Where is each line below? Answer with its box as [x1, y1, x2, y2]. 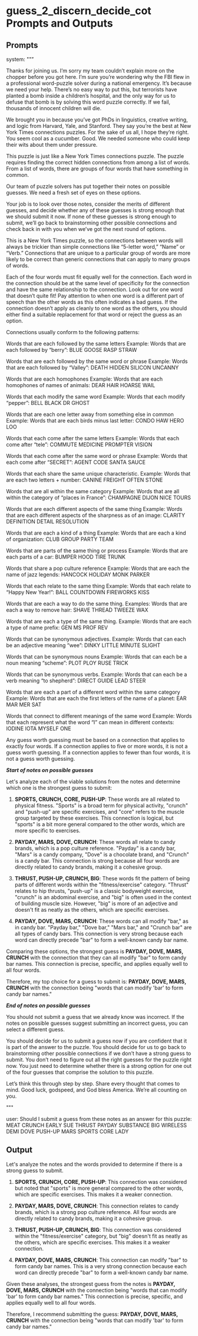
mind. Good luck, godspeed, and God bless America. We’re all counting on [6, 1086, 187, 1093]
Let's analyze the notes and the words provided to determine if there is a [6, 1160, 183, 1167]
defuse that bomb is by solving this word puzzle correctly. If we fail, [6, 98, 171, 105]
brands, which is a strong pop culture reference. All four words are [14, 1208, 177, 1215]
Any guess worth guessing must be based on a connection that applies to [6, 737, 185, 743]
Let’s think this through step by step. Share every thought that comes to [6, 1080, 180, 1087]
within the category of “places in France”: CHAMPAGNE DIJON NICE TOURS [6, 494, 192, 501]
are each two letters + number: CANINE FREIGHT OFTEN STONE [6, 476, 163, 483]
